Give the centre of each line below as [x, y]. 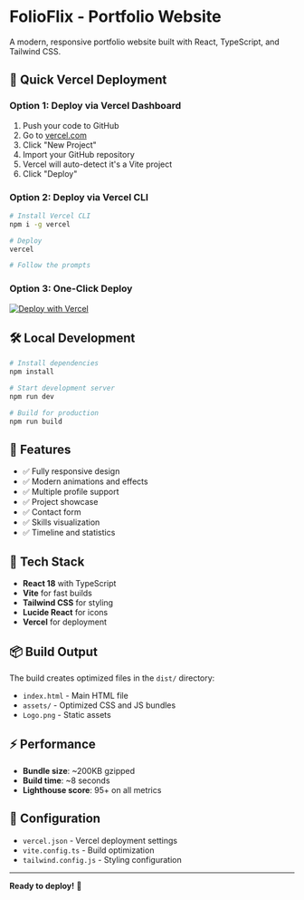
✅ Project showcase [60, 502]
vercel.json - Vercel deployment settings [100, 840]
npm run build [36, 421]
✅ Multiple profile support [71, 492]
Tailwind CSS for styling [68, 603]
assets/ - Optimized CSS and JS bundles [99, 705]
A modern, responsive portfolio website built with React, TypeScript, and [145, 42]
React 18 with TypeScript [69, 584]
